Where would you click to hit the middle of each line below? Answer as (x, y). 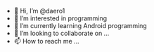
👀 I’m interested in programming (60, 18)
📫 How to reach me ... (46, 41)
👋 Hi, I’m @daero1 (39, 11)
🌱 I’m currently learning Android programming (81, 26)
